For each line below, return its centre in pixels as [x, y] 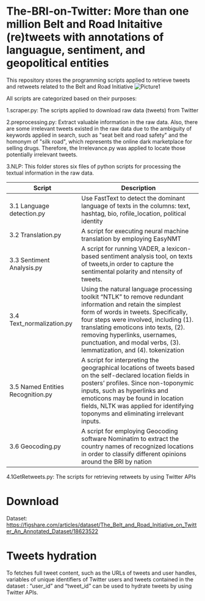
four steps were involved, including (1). [138, 319]
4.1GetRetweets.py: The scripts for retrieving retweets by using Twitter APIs [101, 476]
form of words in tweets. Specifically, [135, 311]
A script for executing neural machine [135, 231]
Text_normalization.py [41, 323]
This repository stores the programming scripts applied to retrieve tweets [98, 80]
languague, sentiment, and [76, 50]
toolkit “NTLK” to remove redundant [133, 296]
